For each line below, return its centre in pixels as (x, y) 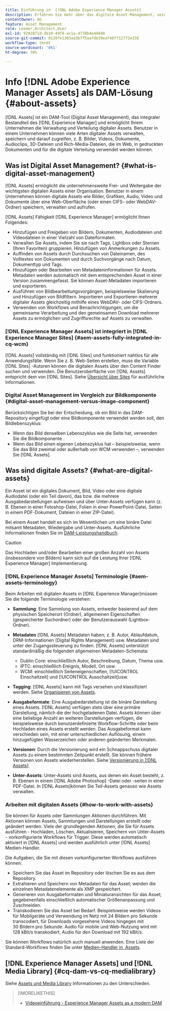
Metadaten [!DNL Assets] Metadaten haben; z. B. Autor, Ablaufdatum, (86, 635)
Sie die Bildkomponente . (38, 438)
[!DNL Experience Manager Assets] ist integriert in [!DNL (76, 331)
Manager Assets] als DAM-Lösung (79, 92)
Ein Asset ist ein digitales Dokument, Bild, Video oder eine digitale (74, 491)
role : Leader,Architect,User (36, 29)
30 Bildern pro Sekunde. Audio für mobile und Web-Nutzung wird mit (84, 927)
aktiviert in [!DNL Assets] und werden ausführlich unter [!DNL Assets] (78, 843)
